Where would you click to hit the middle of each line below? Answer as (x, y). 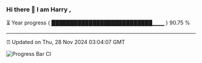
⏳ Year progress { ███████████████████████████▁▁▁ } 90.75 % (98, 23)
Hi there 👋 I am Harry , (39, 10)
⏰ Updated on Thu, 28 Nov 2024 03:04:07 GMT (66, 42)
